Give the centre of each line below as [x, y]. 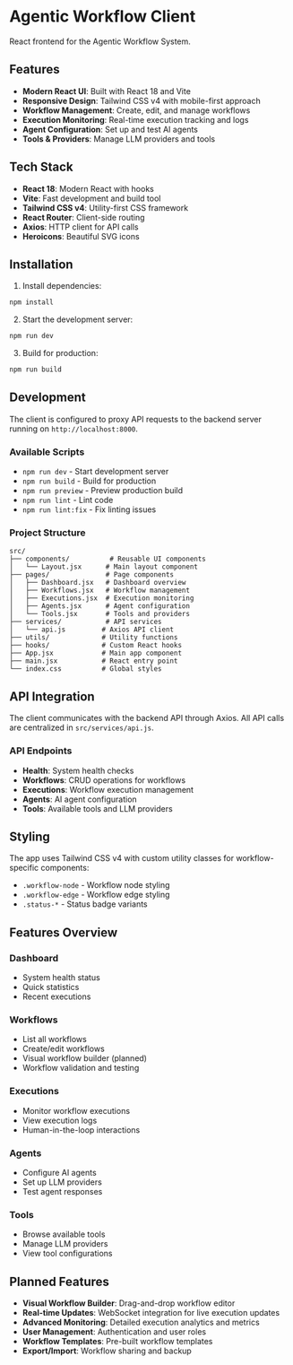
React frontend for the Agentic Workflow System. [100, 41]
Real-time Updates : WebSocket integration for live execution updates [151, 1313]
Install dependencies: [62, 286]
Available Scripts [47, 452]
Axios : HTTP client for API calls [80, 227]
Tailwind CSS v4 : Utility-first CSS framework [105, 207]
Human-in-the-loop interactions [81, 1130]
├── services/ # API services [86, 622]
